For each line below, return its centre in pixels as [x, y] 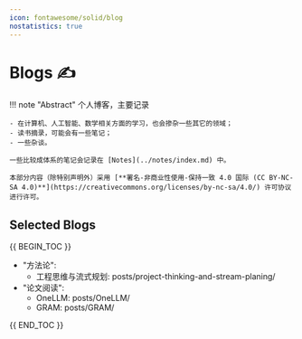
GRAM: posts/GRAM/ [75, 307]
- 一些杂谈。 [30, 143]
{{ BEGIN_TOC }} [41, 247]
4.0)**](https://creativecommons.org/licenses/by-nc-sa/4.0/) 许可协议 [156, 188]
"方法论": [39, 265]
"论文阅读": [43, 288]
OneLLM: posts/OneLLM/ [83, 298]
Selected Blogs [53, 225]
